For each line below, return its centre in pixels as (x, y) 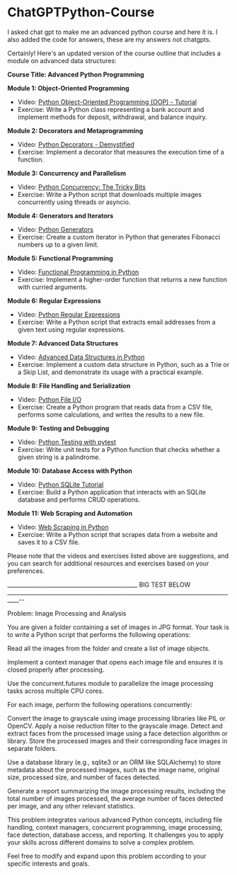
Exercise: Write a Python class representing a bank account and (111, 109)
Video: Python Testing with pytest (67, 442)
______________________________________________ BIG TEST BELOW (99, 585)
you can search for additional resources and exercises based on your (108, 563)
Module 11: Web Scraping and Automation (70, 513)
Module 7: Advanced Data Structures (63, 343)
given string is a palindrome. (59, 457)
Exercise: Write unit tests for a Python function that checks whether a (119, 449)
